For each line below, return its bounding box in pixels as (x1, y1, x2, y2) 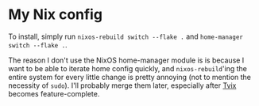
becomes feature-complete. (8, 89, 100, 98)
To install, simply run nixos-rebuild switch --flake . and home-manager (8, 32, 244, 41)
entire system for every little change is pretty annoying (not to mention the (8, 72, 252, 81)
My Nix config (8, 6, 103, 24)
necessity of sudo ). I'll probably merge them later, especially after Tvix (8, 81, 237, 90)
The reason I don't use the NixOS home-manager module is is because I (8, 55, 245, 65)
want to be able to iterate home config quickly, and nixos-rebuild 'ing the (8, 63, 248, 73)
